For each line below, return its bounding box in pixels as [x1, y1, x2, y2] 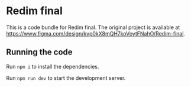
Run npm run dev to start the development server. [6, 74, 126, 81]
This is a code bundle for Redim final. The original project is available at [6, 24, 180, 31]
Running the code [6, 47, 73, 57]
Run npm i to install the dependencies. [6, 63, 99, 70]
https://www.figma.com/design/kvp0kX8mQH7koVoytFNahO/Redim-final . [6, 30, 185, 37]
